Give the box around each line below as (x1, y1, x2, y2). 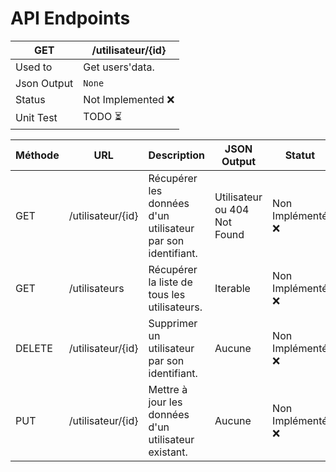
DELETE (15, 341, 53, 355)
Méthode (15, 148, 60, 162)
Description (148, 148, 205, 162)
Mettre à (148, 382, 188, 396)
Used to (15, 60, 53, 74)
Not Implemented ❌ (83, 92, 175, 106)
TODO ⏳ (83, 109, 123, 123)
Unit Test (15, 111, 58, 125)
